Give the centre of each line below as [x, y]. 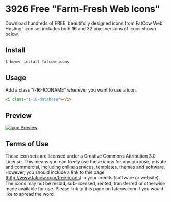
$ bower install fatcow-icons [38, 62]
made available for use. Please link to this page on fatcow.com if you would [84, 188]
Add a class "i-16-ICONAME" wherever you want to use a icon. [71, 90]
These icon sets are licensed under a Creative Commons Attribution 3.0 [80, 156]
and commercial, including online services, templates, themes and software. [85, 167]
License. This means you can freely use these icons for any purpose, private [86, 161]
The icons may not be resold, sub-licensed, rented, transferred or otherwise [85, 183]
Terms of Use [27, 144]
